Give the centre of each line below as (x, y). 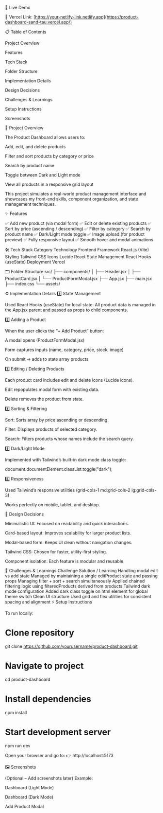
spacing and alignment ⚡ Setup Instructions (49, 602)
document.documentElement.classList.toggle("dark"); (59, 469)
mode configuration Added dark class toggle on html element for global (76, 591)
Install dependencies (48, 699)
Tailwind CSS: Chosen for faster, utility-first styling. (56, 552)
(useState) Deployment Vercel (35, 262)
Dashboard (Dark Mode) (29, 797)
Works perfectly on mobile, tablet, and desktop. (53, 505)
